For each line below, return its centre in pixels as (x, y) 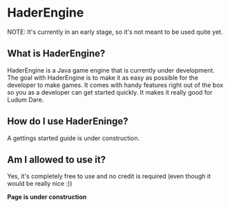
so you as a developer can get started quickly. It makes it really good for (110, 92)
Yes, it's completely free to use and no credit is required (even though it (109, 176)
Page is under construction (47, 197)
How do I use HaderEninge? (68, 121)
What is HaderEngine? (56, 54)
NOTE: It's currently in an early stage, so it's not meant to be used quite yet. (115, 32)
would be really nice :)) (40, 184)
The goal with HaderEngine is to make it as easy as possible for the (103, 77)
